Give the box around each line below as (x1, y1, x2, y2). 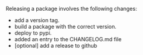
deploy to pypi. (14, 29, 52, 36)
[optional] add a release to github (14, 42, 98, 49)
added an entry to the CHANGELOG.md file (14, 36, 122, 42)
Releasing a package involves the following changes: (5, 5, 137, 12)
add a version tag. (14, 17, 60, 23)
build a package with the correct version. (14, 23, 117, 30)
